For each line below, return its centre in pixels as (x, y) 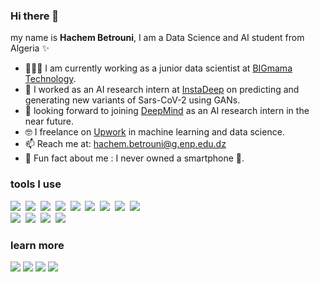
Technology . (50, 79)
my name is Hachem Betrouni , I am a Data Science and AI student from (157, 38)
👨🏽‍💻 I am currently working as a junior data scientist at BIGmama (158, 68)
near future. (49, 121)
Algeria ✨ (30, 48)
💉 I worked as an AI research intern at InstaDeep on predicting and (162, 90)
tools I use (36, 184)
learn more (37, 245)
